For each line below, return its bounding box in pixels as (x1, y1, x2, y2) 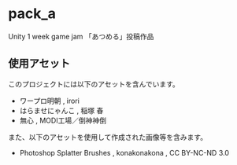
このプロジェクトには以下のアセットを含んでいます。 (8, 79, 180, 89)
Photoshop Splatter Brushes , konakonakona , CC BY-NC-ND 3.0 (19, 148, 230, 157)
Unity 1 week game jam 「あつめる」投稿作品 (8, 31, 154, 41)
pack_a (8, 5, 57, 23)
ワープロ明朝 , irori (19, 96, 80, 105)
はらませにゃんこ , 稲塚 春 (19, 105, 104, 115)
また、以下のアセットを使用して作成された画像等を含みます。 (8, 132, 207, 141)
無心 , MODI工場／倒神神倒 (19, 115, 106, 125)
